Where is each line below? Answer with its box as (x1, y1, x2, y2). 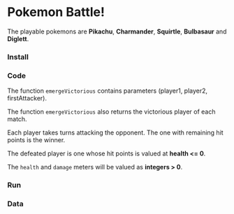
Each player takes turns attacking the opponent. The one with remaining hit (7, 128, 224, 137)
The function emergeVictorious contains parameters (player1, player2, (7, 86, 208, 95)
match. (7, 115, 27, 123)
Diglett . (7, 34, 29, 43)
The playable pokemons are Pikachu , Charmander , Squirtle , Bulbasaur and (7, 27, 227, 36)
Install (7, 52, 29, 61)
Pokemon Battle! (7, 4, 105, 20)
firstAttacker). (7, 94, 47, 102)
